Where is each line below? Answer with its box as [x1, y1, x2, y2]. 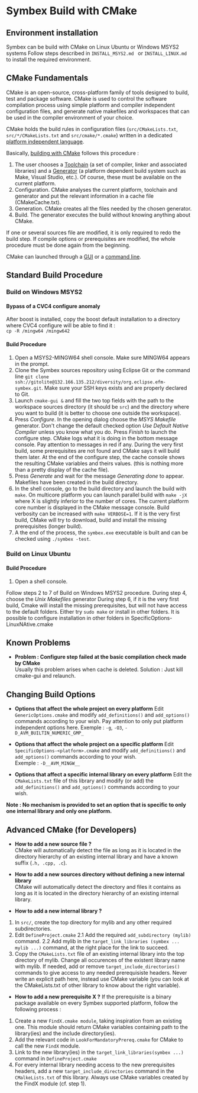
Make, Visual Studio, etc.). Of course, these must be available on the [14, 173, 182, 180]
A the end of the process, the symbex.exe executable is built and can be [14, 528, 189, 536]
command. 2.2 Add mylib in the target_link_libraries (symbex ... [14, 938, 180, 945]
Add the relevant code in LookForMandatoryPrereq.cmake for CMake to [14, 1036, 183, 1043]
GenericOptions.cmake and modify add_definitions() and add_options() [14, 711, 190, 718]
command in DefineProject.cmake [14, 1055, 97, 1062]
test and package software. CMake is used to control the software [6, 95, 167, 102]
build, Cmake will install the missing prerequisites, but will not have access [6, 602, 187, 609]
